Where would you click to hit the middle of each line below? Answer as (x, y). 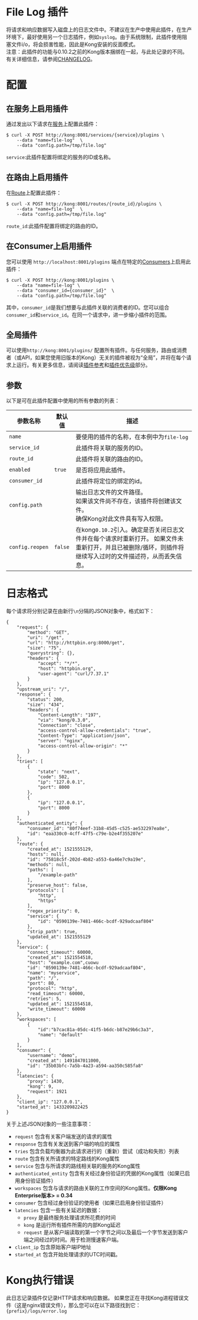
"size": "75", (44, 648)
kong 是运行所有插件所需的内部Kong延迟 (72, 1225)
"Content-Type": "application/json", (84, 736)
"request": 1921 (47, 1092)
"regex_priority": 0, (54, 911)
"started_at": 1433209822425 (52, 1107)
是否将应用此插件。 (102, 470)
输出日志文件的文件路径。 (111, 492)
